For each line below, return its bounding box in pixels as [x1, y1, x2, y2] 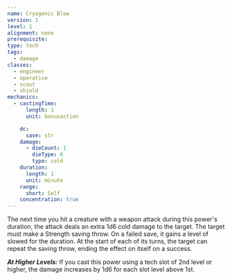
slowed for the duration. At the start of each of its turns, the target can [7, 237, 208, 245]
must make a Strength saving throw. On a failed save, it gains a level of [7, 230, 209, 239]
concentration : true [19, 196, 79, 203]
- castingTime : [13, 100, 57, 107]
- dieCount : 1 [25, 144, 67, 152]
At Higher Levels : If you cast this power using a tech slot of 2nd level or [7, 258, 213, 266]
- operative [13, 74, 48, 82]
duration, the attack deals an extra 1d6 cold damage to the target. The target [7, 223, 225, 231]
